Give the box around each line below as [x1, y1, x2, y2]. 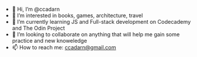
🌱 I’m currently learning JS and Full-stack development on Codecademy [11, 18, 191, 25]
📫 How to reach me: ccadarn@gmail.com [11, 44, 116, 50]
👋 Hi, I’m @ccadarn [11, 6, 60, 12]
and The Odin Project [11, 24, 65, 31]
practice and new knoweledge [11, 37, 87, 44]
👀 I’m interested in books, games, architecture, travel [11, 12, 143, 19]
